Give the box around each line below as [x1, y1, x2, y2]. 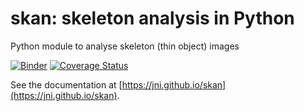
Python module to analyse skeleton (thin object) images [10, 40, 240, 52]
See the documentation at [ [10, 78, 123, 91]
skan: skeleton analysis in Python [10, 7, 295, 30]
